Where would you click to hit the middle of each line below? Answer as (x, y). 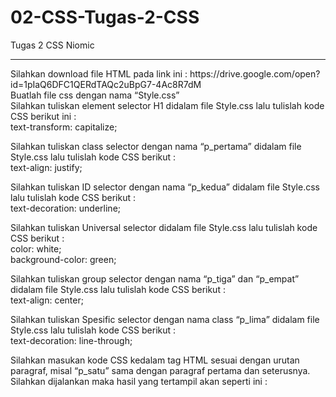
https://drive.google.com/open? (255, 73)
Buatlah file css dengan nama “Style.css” (95, 95)
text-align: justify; (46, 167)
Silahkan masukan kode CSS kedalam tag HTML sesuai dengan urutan (155, 360)
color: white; (36, 248)
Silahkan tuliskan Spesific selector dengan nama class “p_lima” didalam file (165, 319)
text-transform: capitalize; (64, 127)
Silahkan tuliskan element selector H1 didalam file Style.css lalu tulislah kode (167, 105)
